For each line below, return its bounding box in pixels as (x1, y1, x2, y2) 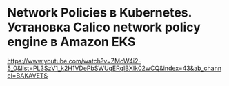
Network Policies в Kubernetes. (7, 5, 192, 21)
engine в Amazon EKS (7, 34, 136, 50)
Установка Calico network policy (7, 19, 201, 35)
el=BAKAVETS (7, 71, 48, 80)
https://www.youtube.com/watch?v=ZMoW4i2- (7, 56, 141, 65)
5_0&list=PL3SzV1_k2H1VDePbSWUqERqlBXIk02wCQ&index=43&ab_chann (7, 64, 222, 72)
